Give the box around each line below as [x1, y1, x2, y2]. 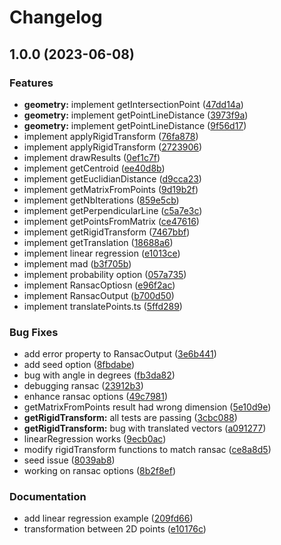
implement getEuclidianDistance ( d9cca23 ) [23, 172, 202, 185]
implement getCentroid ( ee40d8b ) [23, 162, 166, 174]
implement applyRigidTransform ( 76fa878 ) [23, 130, 199, 142]
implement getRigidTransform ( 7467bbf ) [23, 226, 191, 238]
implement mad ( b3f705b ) [23, 257, 132, 270]
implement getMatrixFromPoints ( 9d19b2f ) [23, 183, 199, 195]
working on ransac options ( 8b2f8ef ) [23, 465, 177, 477]
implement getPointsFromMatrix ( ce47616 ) [23, 215, 200, 227]
